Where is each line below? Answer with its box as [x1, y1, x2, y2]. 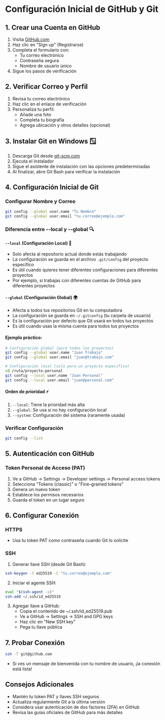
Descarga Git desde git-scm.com [12, 153, 80, 159]
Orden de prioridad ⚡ [5, 389, 49, 395]
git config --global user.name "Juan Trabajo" [5, 350, 103, 355]
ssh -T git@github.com [5, 652, 52, 657]
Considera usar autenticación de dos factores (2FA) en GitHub [12, 704, 140, 710]
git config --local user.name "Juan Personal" [5, 373, 103, 378]
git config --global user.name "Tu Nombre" [5, 209, 97, 214]
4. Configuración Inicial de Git [5, 183, 99, 192]
